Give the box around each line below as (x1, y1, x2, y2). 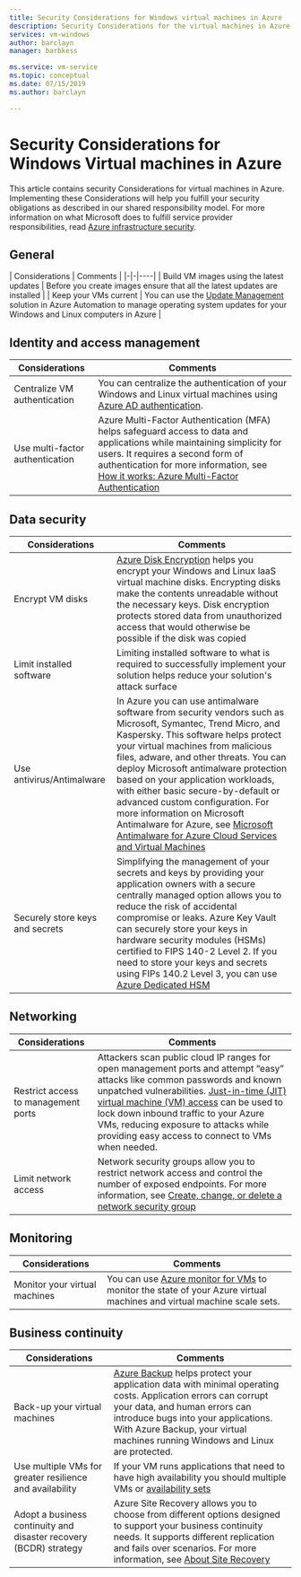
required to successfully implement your (116, 658, 287, 670)
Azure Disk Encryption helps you (116, 554, 254, 565)
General (9, 247, 56, 262)
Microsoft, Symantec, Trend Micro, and (116, 717, 280, 730)
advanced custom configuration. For (116, 796, 270, 808)
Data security (9, 512, 87, 527)
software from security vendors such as (116, 706, 285, 718)
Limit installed (13, 658, 73, 670)
